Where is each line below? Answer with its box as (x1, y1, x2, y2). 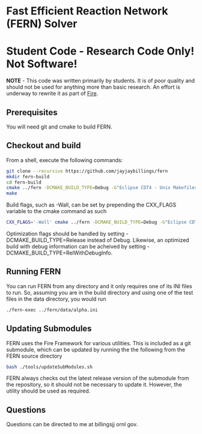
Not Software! (6, 57, 78, 71)
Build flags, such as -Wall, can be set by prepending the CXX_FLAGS (6, 201, 177, 208)
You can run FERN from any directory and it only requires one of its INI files (6, 282, 192, 289)
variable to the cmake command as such (6, 208, 107, 215)
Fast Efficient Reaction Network (6, 4, 168, 18)
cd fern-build (6, 179, 42, 185)
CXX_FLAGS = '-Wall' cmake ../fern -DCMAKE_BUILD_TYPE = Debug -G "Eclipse (6, 219, 187, 226)
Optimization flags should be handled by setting (6, 230, 125, 237)
